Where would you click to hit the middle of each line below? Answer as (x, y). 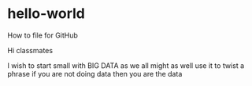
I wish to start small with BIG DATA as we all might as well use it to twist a (126, 65)
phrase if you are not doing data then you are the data (95, 73)
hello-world (46, 14)
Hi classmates (30, 50)
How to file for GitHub (43, 35)
